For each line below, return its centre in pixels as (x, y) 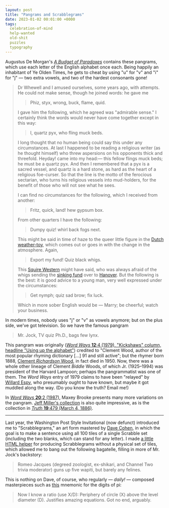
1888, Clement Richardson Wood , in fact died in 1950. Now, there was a (79, 361)
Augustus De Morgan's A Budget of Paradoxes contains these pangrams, (81, 61)
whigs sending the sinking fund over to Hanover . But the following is (88, 275)
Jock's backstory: (24, 454)
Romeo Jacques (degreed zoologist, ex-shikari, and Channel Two (85, 464)
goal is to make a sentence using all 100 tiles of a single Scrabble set (76, 433)
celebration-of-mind (31, 29)
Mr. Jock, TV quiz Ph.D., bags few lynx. (58, 335)
